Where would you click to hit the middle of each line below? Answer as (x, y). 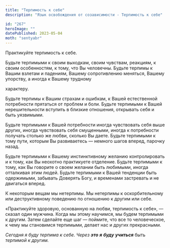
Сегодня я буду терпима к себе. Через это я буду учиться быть (75, 235)
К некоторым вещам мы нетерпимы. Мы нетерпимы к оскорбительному (84, 193)
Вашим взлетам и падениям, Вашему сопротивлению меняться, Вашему (85, 73)
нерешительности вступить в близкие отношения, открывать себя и (80, 109)
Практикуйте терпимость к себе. (41, 53)
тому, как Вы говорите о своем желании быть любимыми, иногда (77, 167)
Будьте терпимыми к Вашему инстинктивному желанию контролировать (85, 156)
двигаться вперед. (25, 183)
